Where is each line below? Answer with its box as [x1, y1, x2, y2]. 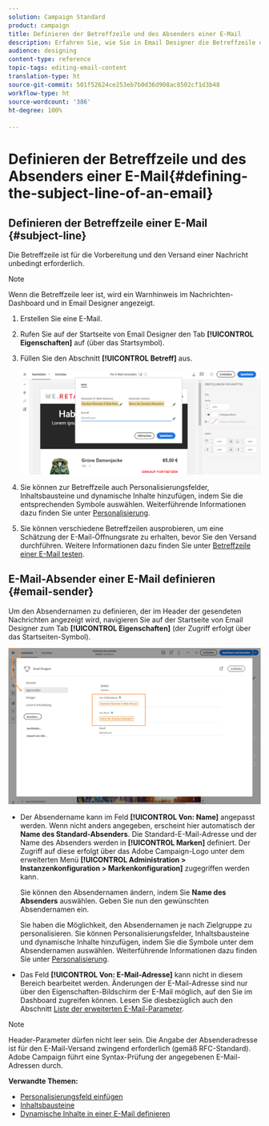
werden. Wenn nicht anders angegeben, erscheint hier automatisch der [19, 821, 255, 830]
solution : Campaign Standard [8, 13, 106, 21]
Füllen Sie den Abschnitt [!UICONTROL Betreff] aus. [19, 353, 193, 363]
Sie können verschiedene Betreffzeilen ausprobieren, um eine [19, 523, 224, 533]
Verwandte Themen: [8, 1076, 78, 1086]
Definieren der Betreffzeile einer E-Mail [8, 216, 208, 230]
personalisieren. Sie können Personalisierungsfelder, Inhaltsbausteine [19, 928, 250, 939]
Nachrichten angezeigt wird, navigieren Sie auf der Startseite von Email [8, 614, 243, 624]
